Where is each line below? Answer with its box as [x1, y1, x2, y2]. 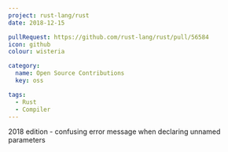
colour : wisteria [8, 48, 65, 56]
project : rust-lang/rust [8, 11, 90, 20]
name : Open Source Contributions [15, 69, 125, 77]
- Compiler [15, 106, 51, 113]
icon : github [8, 40, 51, 48]
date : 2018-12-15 [8, 19, 65, 27]
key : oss [15, 76, 44, 84]
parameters [8, 135, 46, 145]
